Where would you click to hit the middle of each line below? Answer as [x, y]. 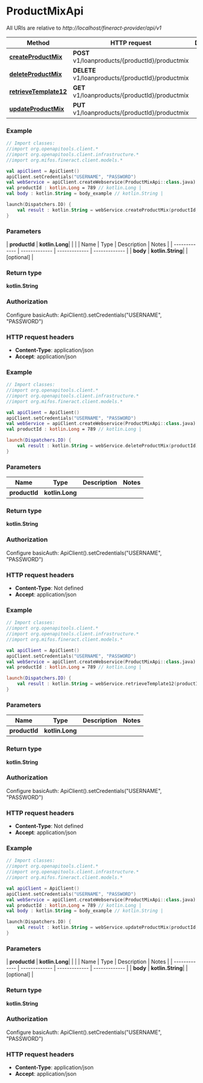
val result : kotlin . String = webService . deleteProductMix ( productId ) [108, 446]
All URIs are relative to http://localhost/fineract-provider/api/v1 [84, 28]
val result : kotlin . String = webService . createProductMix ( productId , [108, 210]
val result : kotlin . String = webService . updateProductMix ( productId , [108, 928]
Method [38, 42]
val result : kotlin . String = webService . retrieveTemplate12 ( [97, 684]
